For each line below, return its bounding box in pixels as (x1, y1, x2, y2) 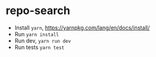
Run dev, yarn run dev (14, 37, 71, 44)
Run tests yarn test (14, 44, 65, 51)
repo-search (5, 4, 71, 18)
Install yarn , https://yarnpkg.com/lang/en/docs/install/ (14, 24, 150, 31)
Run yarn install (14, 30, 59, 37)
